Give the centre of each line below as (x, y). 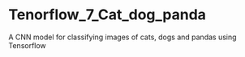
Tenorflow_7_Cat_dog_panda (107, 15)
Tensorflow (27, 45)
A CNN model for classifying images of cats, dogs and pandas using (122, 37)
